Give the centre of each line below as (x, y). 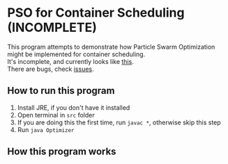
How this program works (62, 152)
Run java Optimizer (46, 129)
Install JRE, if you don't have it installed (74, 107)
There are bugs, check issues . (51, 69)
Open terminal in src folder (56, 115)
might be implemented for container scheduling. (76, 54)
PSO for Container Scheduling (96, 13)
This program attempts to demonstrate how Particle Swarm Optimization (111, 47)
